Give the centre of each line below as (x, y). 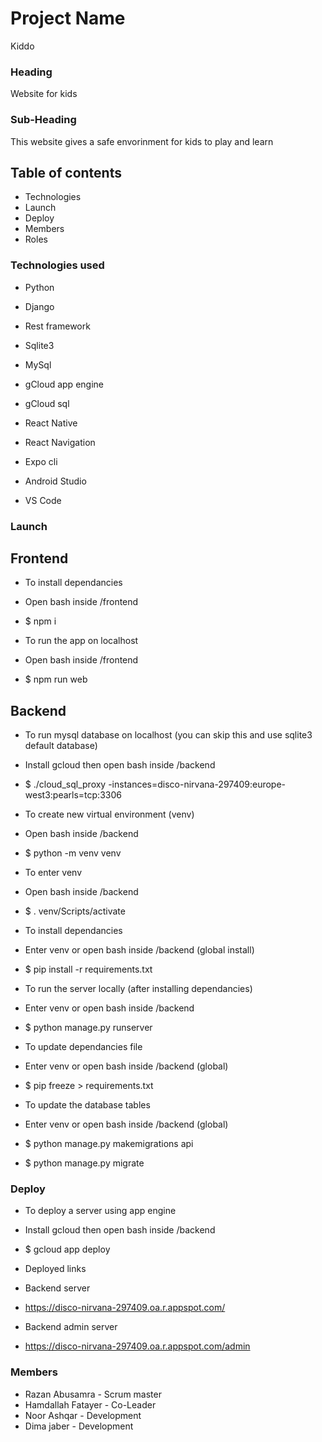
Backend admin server (71, 1327)
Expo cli (41, 461)
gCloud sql (47, 403)
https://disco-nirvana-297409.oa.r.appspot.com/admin (137, 1346)
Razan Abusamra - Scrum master (93, 1394)
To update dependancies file (83, 1047)
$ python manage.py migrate (84, 1163)
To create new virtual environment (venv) (109, 814)
